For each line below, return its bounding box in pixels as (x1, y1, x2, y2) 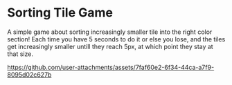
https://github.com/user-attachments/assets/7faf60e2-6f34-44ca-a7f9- (7, 63, 215, 71)
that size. (7, 50, 33, 58)
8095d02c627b (7, 70, 52, 79)
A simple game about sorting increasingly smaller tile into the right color (7, 28, 213, 36)
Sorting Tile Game (7, 5, 113, 21)
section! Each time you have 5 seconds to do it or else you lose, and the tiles (7, 35, 226, 43)
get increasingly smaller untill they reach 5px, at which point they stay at (7, 42, 213, 50)
